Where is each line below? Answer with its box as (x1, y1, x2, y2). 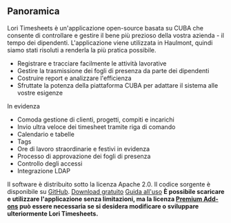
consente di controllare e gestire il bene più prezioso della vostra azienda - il (7, 31, 224, 39)
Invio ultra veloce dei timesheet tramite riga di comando (17, 122, 176, 130)
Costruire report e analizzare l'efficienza (17, 74, 132, 82)
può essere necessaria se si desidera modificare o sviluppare (19, 202, 199, 210)
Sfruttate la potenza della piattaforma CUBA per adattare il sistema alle (17, 81, 219, 89)
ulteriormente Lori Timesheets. (7, 209, 99, 217)
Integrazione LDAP (17, 166, 71, 175)
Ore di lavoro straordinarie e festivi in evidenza (17, 144, 150, 153)
